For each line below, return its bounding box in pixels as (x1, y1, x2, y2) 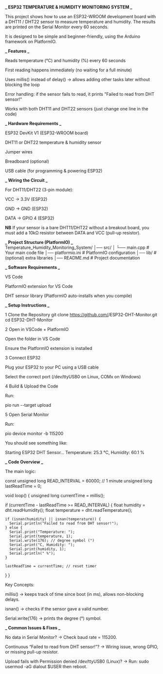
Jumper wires (5, 149, 33, 154)
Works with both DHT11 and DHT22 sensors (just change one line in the (5, 106, 148, 111)
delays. (5, 596, 20, 602)
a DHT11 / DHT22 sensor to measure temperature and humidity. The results (5, 19, 156, 24)
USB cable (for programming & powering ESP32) (5, 168, 103, 174)
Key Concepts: (5, 582, 35, 587)
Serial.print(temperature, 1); (9, 534, 73, 539)
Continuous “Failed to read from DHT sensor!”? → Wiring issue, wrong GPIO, (5, 644, 159, 650)
